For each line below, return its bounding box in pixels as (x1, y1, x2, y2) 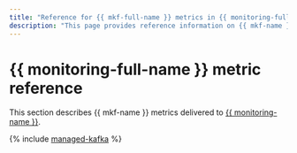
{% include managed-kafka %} (9, 134, 122, 144)
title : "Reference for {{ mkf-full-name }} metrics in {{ (9, 12, 227, 22)
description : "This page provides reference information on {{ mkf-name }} (9, 21, 294, 30)
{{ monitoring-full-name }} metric (9, 59, 262, 80)
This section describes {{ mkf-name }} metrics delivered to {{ (9, 107, 232, 118)
